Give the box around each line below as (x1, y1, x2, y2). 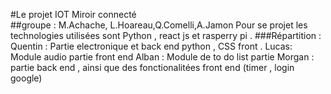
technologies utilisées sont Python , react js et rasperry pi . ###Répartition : (10, 30, 322, 41)
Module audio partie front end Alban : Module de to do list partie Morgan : (10, 51, 315, 63)
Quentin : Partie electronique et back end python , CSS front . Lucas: (10, 40, 293, 52)
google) (10, 72, 43, 84)
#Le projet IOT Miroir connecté (10, 9, 137, 20)
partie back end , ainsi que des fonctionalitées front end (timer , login (10, 62, 295, 73)
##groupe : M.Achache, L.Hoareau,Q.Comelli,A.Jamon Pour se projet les (10, 19, 308, 31)
